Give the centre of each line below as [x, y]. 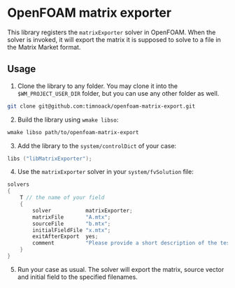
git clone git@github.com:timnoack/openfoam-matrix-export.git [101, 106]
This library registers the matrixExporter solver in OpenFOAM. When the [112, 32]
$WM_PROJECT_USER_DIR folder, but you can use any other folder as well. [118, 93]
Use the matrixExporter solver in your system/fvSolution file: [105, 172]
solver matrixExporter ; [83, 210]
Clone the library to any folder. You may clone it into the [98, 86]
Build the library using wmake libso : [68, 120]
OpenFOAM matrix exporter [90, 13]
